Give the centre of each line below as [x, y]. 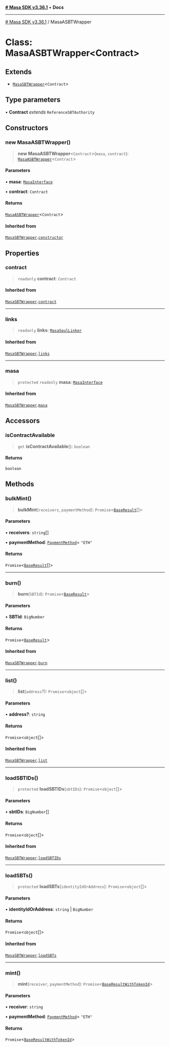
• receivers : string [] [27, 532]
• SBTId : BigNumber [25, 617]
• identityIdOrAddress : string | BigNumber [49, 909]
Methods [20, 484]
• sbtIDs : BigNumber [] [27, 812]
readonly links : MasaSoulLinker [50, 330]
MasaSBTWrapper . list [26, 760]
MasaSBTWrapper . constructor [34, 237]
